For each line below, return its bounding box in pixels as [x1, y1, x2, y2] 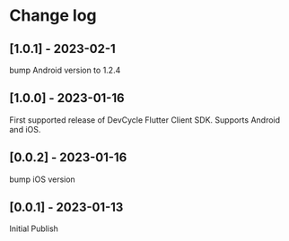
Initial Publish [9, 223, 58, 234]
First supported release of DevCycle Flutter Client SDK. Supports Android [9, 114, 281, 125]
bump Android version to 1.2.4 [9, 65, 121, 75]
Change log [9, 5, 97, 26]
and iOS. [9, 124, 41, 134]
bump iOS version [9, 174, 76, 185]
